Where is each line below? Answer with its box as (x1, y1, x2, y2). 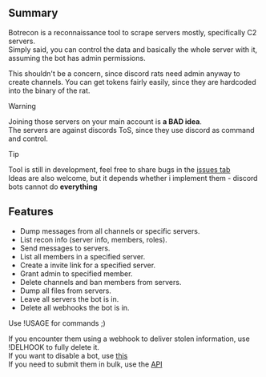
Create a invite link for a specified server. (19, 260, 156, 270)
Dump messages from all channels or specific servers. (19, 226, 200, 235)
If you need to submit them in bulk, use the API (8, 359, 163, 369)
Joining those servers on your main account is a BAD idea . (8, 116, 203, 126)
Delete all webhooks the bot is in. (19, 303, 130, 312)
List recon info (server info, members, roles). (19, 235, 168, 244)
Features (8, 205, 54, 219)
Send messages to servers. (19, 243, 111, 253)
